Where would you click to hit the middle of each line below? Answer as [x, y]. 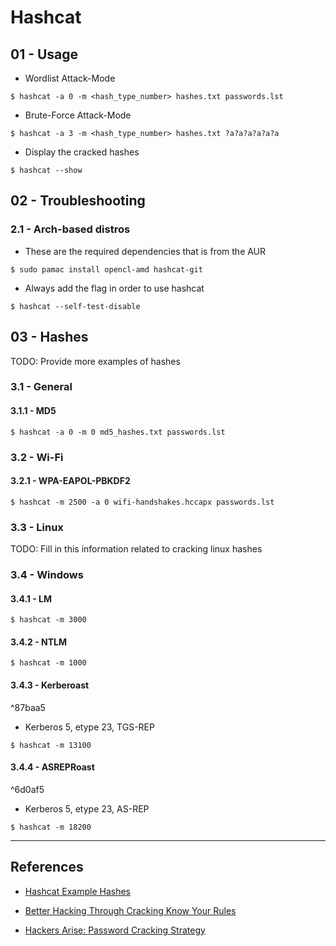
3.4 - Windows [47, 574]
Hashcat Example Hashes [77, 891]
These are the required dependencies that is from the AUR [145, 251]
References [47, 867]
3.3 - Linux [37, 527]
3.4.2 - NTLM [39, 642]
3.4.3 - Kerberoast [50, 685]
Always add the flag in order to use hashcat [114, 288]
